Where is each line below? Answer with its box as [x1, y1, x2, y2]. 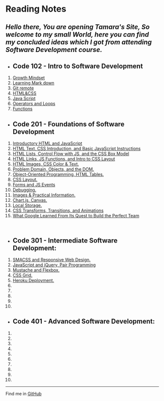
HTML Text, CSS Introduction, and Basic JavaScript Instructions [12, 146, 141, 152]
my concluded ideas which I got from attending [5, 38, 152, 46]
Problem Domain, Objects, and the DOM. [12, 166, 94, 172]
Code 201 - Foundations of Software [12, 120, 125, 128]
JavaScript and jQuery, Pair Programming [12, 262, 96, 268]
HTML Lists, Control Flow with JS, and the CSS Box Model [12, 151, 129, 157]
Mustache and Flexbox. [12, 267, 60, 273]
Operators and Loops [12, 101, 55, 106]
